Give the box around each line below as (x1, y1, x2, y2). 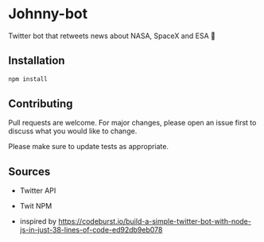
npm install (8, 75, 48, 83)
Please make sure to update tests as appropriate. (8, 142, 169, 152)
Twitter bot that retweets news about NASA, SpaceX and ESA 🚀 (8, 31, 216, 40)
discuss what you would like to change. (8, 126, 138, 136)
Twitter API (19, 186, 56, 195)
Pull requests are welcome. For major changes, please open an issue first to (8, 118, 257, 128)
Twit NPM (19, 202, 52, 211)
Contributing (8, 97, 73, 111)
